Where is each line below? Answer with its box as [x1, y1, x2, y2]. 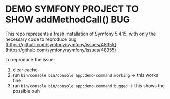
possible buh [12, 88, 40, 94]
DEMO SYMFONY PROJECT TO [5, 3, 139, 15]
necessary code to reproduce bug [5, 36, 77, 42]
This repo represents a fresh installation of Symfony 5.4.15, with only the [5, 30, 156, 37]
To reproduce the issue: [5, 56, 55, 62]
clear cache [12, 67, 38, 73]
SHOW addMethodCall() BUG [5, 14, 130, 25]
